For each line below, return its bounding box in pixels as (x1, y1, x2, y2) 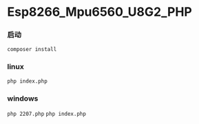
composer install (7, 46, 57, 53)
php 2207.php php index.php (7, 111, 86, 118)
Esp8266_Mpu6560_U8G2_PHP (7, 4, 193, 20)
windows (7, 94, 39, 103)
